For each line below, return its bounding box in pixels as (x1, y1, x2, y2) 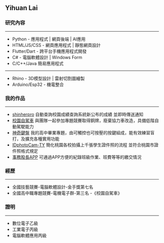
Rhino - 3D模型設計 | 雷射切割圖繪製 (12, 75, 85, 81)
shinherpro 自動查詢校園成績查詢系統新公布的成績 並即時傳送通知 (12, 111, 143, 117)
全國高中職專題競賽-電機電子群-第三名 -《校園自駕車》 (12, 190, 123, 196)
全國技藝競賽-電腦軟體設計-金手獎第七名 (12, 184, 94, 190)
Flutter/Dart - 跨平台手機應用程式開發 (12, 48, 87, 54)
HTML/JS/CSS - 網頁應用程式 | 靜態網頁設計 (12, 42, 101, 48)
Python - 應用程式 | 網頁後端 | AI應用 (12, 36, 86, 42)
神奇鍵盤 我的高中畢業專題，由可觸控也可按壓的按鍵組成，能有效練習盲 (12, 129, 155, 136)
